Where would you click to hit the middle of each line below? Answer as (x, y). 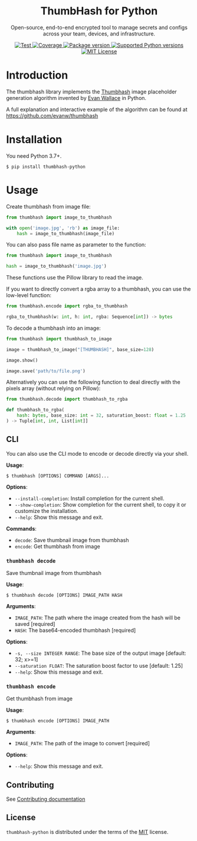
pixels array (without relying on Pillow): (53, 388)
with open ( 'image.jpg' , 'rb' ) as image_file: (63, 228)
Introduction (37, 75)
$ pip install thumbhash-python (46, 167)
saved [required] (35, 624)
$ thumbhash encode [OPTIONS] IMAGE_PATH (58, 721)
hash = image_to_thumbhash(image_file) (66, 233)
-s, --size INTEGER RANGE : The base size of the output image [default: (100, 653)
